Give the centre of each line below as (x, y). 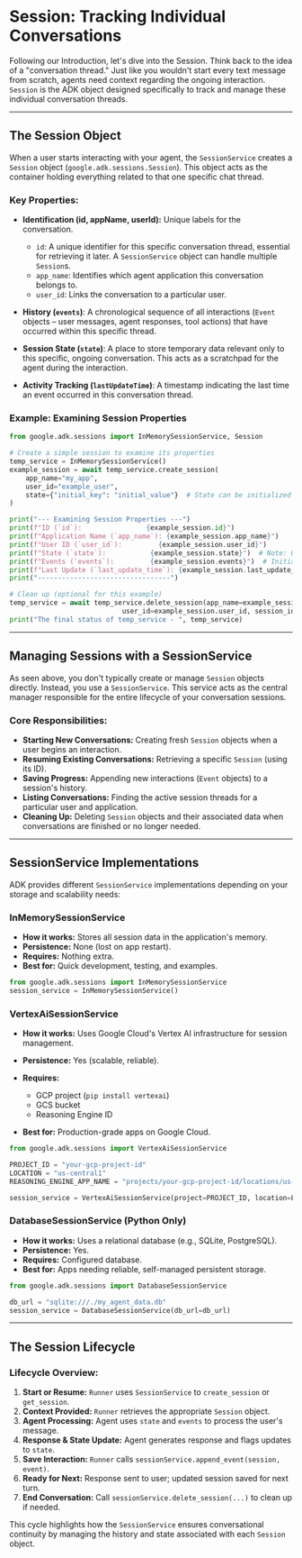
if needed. (41, 1508)
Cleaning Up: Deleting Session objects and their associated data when (153, 816)
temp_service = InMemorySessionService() (88, 461)
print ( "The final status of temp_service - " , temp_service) (126, 619)
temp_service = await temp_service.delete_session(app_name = (126, 603)
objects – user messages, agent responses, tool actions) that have (145, 322)
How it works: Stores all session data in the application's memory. (145, 937)
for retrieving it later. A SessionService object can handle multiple (156, 256)
